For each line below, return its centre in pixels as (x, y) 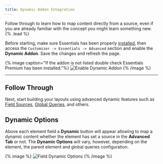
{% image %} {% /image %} (59, 156)
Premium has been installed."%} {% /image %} (78, 68)
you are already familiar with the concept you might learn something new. (78, 28)
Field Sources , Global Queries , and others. (47, 104)
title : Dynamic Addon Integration (40, 9)
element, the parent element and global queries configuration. (67, 147)
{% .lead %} (17, 33)
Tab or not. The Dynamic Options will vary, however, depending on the (76, 142)
